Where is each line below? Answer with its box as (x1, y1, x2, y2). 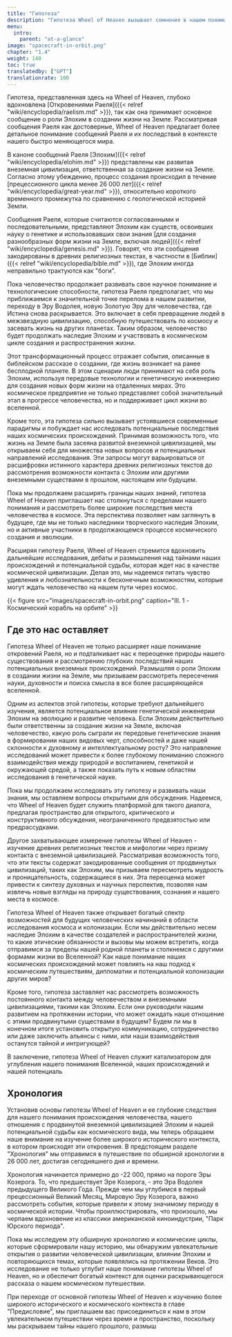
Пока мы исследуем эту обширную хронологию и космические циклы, (7, 1235, 218, 1243)
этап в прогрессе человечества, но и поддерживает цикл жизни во (7, 396, 207, 405)
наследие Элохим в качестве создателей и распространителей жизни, (7, 930, 217, 939)
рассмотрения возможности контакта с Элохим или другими (7, 468, 189, 477)
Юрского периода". (7, 1222, 65, 1230)
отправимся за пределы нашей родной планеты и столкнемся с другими (7, 945, 224, 954)
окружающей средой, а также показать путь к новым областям (7, 766, 196, 774)
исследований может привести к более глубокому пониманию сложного (7, 751, 224, 760)
